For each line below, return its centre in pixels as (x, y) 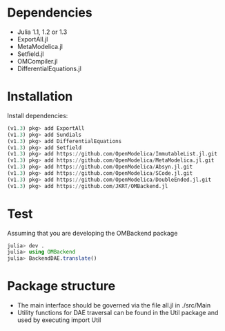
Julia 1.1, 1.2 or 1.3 (42, 32)
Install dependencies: (38, 115)
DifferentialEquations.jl (49, 68)
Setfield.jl (30, 54)
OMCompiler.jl (37, 61)
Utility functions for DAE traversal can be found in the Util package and (118, 313)
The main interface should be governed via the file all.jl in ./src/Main (114, 305)
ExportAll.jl (32, 39)
